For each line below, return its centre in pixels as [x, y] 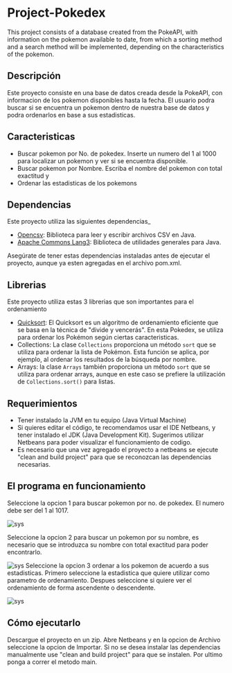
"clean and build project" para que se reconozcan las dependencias [114, 457]
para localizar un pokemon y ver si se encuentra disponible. [102, 160]
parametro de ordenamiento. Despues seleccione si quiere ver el [99, 580]
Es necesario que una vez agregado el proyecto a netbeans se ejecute [118, 450]
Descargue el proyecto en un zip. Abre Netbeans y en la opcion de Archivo [114, 640]
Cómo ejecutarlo [44, 623]
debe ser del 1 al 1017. [38, 510]
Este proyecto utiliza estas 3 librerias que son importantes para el [100, 302]
